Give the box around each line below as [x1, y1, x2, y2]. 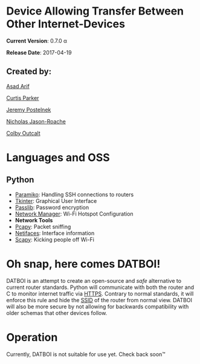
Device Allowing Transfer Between [6, 4, 184, 18]
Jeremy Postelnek [6, 106, 51, 113]
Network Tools [15, 216, 53, 223]
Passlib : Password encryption [15, 204, 89, 211]
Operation [6, 330, 58, 344]
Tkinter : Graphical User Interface [15, 197, 97, 204]
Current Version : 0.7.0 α [6, 37, 68, 44]
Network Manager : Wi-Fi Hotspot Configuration [15, 210, 134, 217]
